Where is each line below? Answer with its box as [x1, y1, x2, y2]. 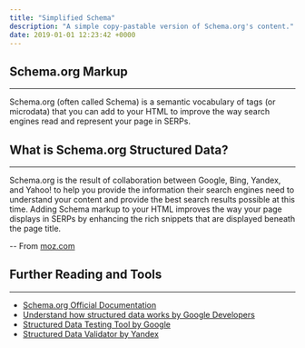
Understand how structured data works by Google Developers [22, 309, 256, 320]
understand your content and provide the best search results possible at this [9, 194, 295, 204]
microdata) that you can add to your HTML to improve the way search [9, 106, 271, 117]
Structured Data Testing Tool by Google [22, 319, 171, 330]
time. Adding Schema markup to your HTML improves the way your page [9, 204, 283, 214]
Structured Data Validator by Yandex [22, 328, 159, 339]
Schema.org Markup [9, 64, 129, 79]
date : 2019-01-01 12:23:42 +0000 [9, 30, 136, 39]
